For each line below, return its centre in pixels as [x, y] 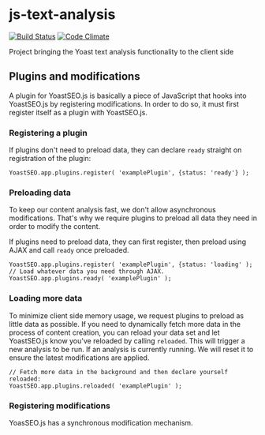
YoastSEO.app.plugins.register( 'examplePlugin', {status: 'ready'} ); [129, 173]
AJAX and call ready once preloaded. [69, 250]
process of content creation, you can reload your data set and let [114, 332]
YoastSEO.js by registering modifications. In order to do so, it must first [124, 103]
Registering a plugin [48, 133]
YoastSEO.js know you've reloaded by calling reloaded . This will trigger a [127, 340]
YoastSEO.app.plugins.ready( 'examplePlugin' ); [90, 279]
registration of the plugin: [50, 159]
